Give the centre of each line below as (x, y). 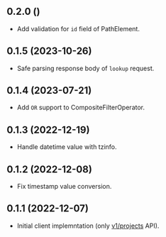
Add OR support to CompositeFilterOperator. (81, 108)
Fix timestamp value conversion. (64, 187)
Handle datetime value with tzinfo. (67, 147)
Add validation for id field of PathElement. (78, 28)
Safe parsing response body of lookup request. (85, 68)
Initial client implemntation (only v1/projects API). (88, 226)
